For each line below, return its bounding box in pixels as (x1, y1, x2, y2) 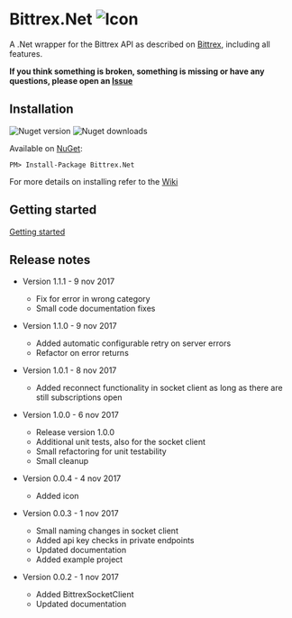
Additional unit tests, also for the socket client (35, 437, 205, 448)
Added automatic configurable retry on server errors (35, 338, 232, 349)
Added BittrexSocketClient (35, 589, 134, 600)
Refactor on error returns (35, 348, 129, 359)
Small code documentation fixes (35, 303, 156, 314)
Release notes (9, 252, 91, 268)
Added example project (35, 554, 123, 565)
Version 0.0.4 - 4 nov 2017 (22, 473, 122, 484)
